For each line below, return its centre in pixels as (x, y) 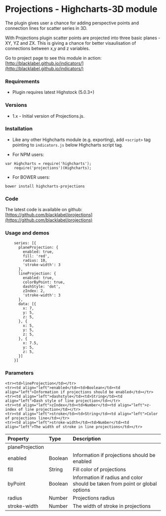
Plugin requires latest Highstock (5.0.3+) (53, 92)
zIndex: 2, (34, 291)
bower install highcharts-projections (45, 186)
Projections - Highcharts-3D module (81, 9)
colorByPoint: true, (44, 282)
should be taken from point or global (115, 484)
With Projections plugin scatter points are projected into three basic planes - (83, 38)
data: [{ (27, 304)
